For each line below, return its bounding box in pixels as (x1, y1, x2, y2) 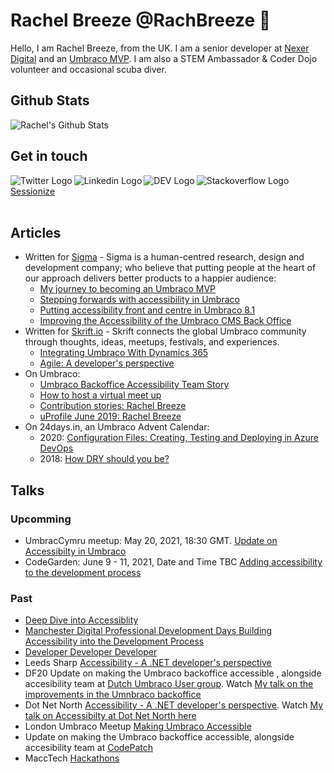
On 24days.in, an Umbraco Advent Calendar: (24, 421, 210, 433)
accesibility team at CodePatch (24, 742, 154, 754)
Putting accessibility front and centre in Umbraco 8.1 (39, 304, 256, 316)
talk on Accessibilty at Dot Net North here (24, 710, 197, 722)
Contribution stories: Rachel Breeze (39, 400, 187, 412)
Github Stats (10, 92, 90, 109)
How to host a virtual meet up (39, 389, 162, 401)
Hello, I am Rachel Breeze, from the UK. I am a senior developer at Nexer (10, 42, 310, 54)
